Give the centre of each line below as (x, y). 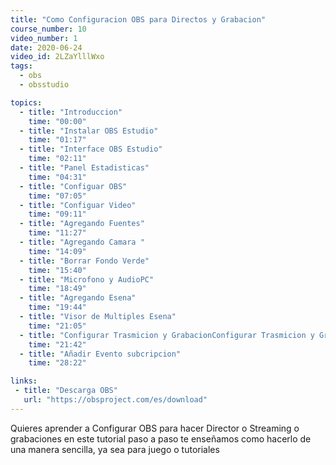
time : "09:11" (57, 214)
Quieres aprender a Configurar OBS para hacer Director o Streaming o (155, 428)
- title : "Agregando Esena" (78, 298)
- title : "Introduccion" (71, 112)
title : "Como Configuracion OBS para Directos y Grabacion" (138, 19)
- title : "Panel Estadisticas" (84, 168)
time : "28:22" (57, 363)
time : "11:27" (57, 233)
